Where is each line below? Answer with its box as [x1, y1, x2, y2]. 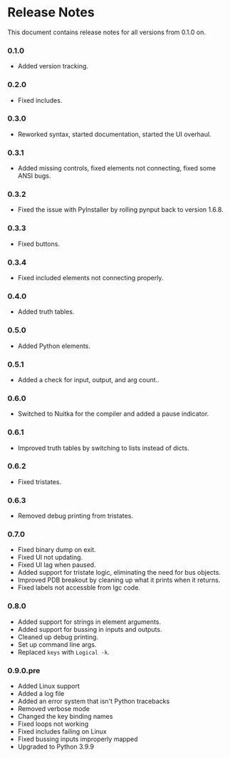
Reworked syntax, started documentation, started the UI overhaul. [17, 130, 211, 138]
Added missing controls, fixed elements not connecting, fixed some [17, 164, 216, 173]
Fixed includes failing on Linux [17, 727, 107, 735]
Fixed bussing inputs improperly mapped [17, 734, 138, 743]
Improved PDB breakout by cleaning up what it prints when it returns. [17, 575, 221, 585]
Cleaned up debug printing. [17, 632, 98, 641]
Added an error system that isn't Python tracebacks [17, 697, 170, 705]
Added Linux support [17, 682, 80, 690]
